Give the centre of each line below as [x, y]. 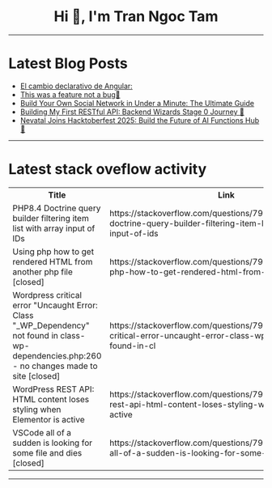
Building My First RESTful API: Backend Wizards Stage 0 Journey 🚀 [132, 112]
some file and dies [47, 452]
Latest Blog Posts [68, 64]
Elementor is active [49, 419]
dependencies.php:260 [57, 355]
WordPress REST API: [53, 389]
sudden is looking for [53, 443]
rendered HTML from [53, 261]
